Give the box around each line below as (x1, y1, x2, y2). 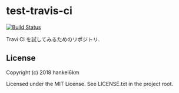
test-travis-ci (6, 4, 72, 18)
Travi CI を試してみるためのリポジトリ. (6, 35, 100, 42)
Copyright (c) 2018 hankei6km (6, 69, 79, 76)
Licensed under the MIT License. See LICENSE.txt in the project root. (6, 80, 174, 87)
